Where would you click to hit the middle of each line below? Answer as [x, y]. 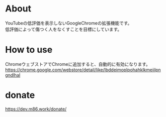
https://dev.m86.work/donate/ [36, 109]
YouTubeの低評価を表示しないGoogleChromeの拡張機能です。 [69, 23]
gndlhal [13, 75]
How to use [29, 50]
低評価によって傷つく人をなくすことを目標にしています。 [64, 29]
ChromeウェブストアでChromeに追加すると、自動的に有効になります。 [78, 64]
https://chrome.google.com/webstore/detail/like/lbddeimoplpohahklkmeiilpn [83, 70]
